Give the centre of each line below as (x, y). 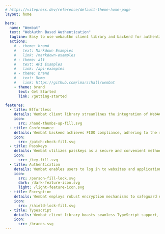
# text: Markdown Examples (44, 50)
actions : (18, 42)
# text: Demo (29, 78)
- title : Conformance (32, 128)
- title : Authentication (35, 164)
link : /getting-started (42, 96)
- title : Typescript (30, 210)
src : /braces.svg (36, 224)
